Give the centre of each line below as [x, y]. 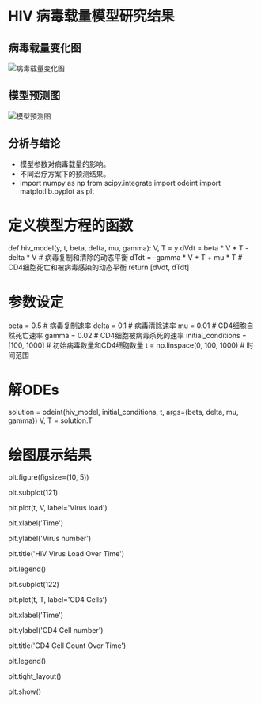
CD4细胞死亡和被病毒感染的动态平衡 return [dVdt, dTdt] [99, 267]
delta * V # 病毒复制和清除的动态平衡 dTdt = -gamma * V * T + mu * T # [125, 257]
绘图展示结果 [50, 455]
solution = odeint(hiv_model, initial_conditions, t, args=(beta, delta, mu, [123, 412]
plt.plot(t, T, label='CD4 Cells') [58, 600]
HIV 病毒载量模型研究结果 [92, 16]
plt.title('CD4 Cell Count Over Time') [67, 646]
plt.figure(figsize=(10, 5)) [49, 477]
